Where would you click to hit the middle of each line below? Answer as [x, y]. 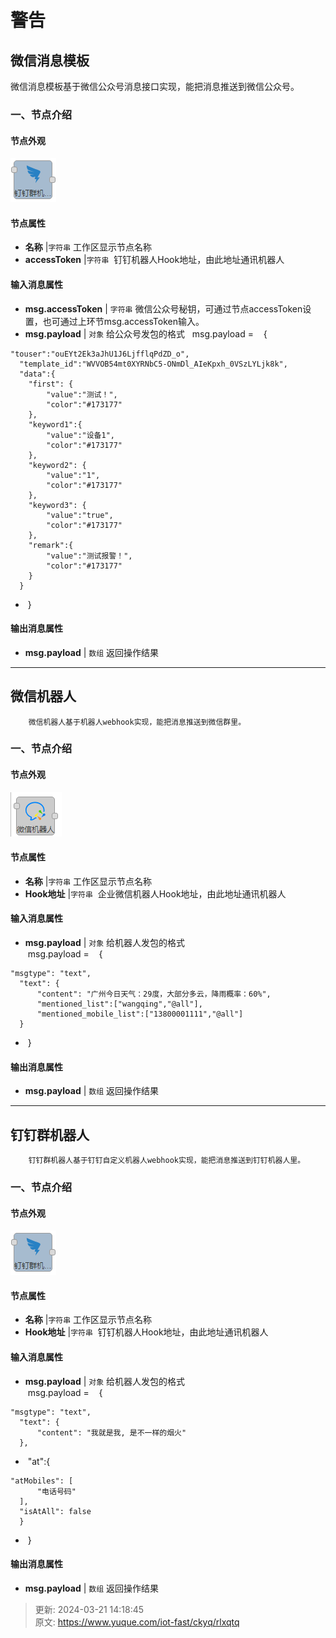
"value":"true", [80, 515]
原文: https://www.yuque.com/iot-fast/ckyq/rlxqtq [137, 1622]
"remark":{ [51, 545]
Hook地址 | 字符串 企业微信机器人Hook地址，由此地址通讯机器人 [155, 893]
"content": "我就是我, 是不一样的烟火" [111, 1432]
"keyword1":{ [55, 424]
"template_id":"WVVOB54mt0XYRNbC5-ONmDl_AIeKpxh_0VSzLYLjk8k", [153, 364]
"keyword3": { [57, 505]
